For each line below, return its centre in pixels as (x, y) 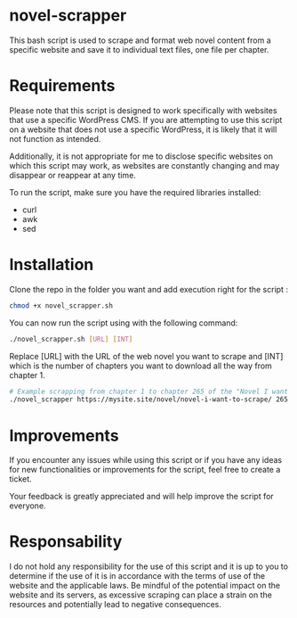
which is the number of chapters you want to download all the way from (141, 366)
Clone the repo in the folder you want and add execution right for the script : (149, 289)
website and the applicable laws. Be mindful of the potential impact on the (145, 586)
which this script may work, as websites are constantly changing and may (144, 165)
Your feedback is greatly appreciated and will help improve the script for (141, 497)
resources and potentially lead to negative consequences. (116, 605)
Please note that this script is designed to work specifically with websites (143, 110)
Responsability (66, 542)
